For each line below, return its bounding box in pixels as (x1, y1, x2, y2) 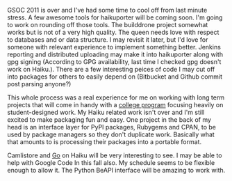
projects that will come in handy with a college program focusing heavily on (7, 101, 224, 109)
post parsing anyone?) (7, 80, 72, 88)
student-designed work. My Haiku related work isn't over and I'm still (7, 108, 205, 116)
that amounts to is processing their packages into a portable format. (7, 138, 202, 145)
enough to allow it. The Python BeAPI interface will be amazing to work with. (7, 166, 226, 174)
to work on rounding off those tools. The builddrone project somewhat (7, 21, 208, 29)
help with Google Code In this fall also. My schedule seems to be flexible (7, 159, 215, 166)
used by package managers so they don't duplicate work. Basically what (7, 130, 215, 139)
